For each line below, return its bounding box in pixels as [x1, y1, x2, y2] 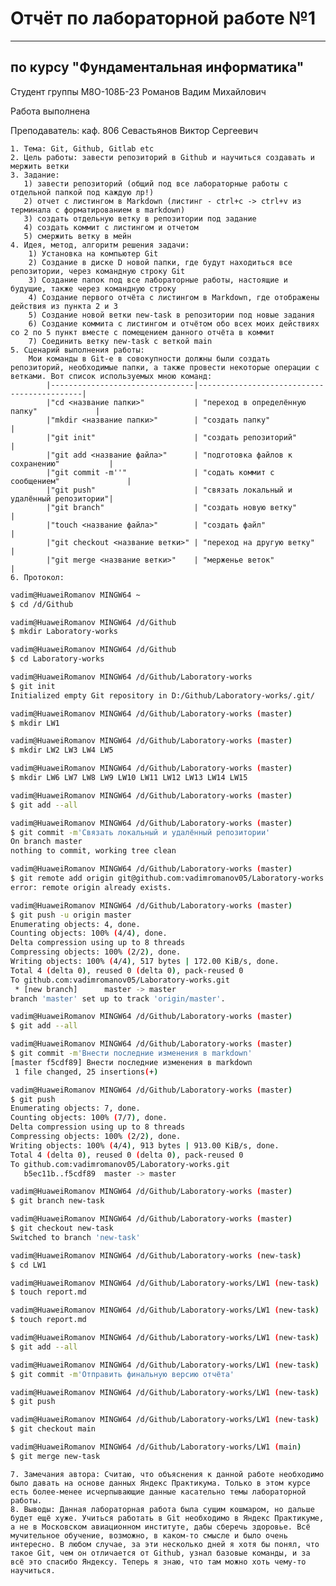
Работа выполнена [10, 105, 91, 117]
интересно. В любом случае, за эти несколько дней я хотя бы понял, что [10, 1539, 320, 1549]
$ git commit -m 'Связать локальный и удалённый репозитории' [10, 827, 271, 837]
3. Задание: [10, 170, 60, 180]
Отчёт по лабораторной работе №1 [10, 7, 317, 30]
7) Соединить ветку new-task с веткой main [28, 336, 213, 346]
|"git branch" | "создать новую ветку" [46, 502, 298, 512]
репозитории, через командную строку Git [10, 266, 186, 276]
